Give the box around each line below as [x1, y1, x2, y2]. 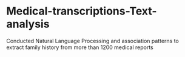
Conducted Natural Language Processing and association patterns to [6, 37, 179, 44]
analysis [6, 17, 50, 31]
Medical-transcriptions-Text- [6, 4, 157, 18]
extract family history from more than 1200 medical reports [6, 44, 153, 51]
